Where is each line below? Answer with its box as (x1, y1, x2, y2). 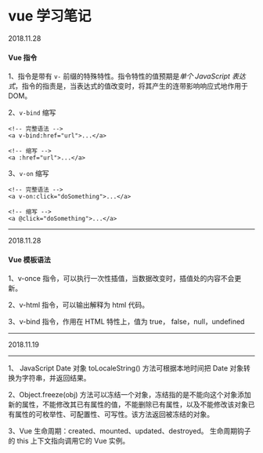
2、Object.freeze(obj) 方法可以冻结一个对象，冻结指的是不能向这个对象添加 (8, 390, 252, 400)
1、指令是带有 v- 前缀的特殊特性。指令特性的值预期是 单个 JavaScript (8, 71, 231, 81)
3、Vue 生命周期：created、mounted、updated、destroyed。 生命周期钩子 (8, 426, 252, 436)
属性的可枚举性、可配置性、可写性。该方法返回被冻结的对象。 (14, 410, 214, 419)
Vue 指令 (8, 53, 38, 62)
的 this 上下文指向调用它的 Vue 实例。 (8, 437, 130, 446)
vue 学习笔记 (8, 7, 92, 25)
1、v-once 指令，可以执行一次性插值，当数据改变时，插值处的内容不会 (8, 274, 235, 283)
